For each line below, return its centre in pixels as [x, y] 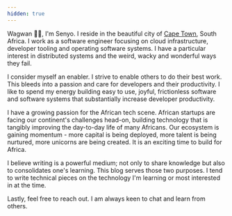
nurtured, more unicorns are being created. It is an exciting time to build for [115, 142]
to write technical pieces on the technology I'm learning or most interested [114, 178]
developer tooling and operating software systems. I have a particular [107, 48]
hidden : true [26, 14]
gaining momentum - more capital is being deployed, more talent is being [112, 134]
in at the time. [27, 185]
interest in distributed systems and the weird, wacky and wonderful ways [112, 56]
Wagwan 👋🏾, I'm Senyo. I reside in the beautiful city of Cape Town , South [112, 33]
